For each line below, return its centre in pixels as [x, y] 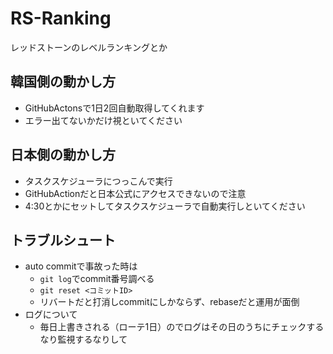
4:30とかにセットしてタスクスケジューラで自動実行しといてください [165, 206]
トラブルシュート [63, 240]
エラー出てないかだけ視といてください [103, 120]
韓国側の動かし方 [63, 82]
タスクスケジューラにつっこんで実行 [98, 181]
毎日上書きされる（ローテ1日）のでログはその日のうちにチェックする [182, 327]
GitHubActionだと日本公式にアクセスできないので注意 [135, 193]
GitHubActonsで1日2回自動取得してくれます [114, 108]
